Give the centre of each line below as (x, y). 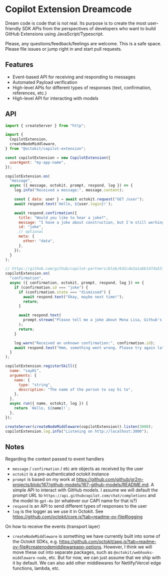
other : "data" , (39, 241)
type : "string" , (35, 385)
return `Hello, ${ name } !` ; (42, 408)
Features (19, 65)
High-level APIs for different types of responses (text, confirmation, (82, 87)
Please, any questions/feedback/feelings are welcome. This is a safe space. (83, 43)
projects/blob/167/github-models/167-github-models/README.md (80, 485)
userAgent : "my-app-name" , (38, 162)
